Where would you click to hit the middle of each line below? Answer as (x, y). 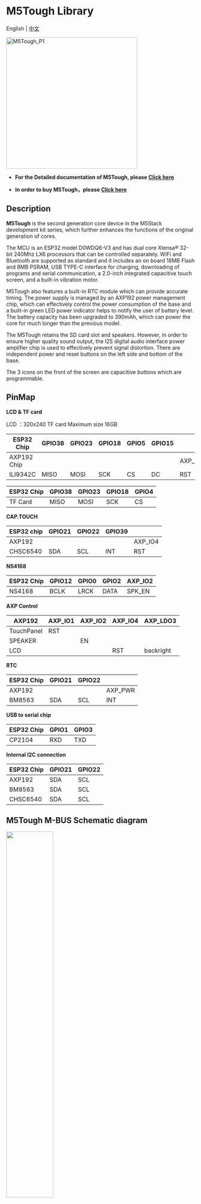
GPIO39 (117, 531)
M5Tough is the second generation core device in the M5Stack (84, 223)
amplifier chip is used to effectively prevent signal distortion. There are (93, 347)
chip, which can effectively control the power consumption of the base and (99, 304)
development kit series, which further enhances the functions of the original (100, 230)
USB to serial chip (29, 715)
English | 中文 (23, 28)
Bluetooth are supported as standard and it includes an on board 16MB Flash (100, 260)
